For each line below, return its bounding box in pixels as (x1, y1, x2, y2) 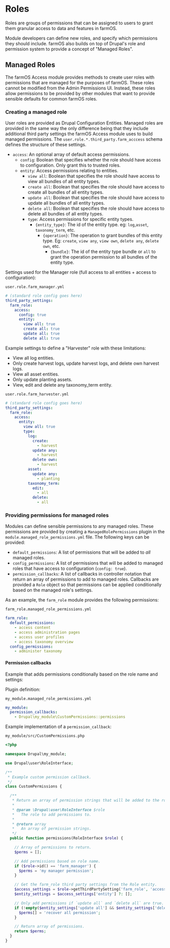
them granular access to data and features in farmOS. (5, 25, 117, 31)
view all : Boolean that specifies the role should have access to (27, 173, 160, 179)
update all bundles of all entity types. (27, 200, 105, 206)
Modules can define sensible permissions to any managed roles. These (5, 523, 154, 529)
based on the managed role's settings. (12, 587, 93, 593)
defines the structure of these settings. (5, 142, 87, 148)
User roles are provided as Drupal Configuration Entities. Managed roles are (5, 120, 163, 126)
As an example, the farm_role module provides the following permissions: (5, 597, 159, 603)
